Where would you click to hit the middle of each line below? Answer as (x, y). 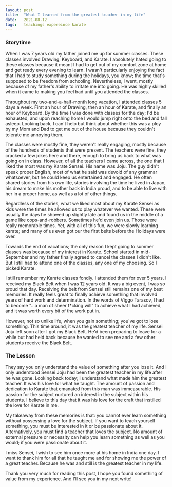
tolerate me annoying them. (34, 135)
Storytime (18, 43)
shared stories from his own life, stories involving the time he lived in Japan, (85, 182)
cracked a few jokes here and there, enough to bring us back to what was (83, 155)
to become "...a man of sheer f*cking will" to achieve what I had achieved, (83, 305)
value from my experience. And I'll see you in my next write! (69, 479)
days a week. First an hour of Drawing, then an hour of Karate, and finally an (86, 107)
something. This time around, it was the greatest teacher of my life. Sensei (84, 326)
